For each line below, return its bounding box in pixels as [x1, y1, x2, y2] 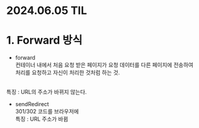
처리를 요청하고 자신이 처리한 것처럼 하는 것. [15, 69, 121, 76]
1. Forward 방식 [6, 34, 83, 48]
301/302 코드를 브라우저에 [15, 108, 79, 115]
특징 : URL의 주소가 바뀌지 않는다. [6, 88, 87, 96]
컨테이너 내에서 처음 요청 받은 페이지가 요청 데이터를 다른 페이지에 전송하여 [15, 62, 194, 69]
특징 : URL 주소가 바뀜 [15, 115, 69, 123]
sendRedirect [15, 101, 49, 108]
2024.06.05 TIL [6, 4, 88, 18]
